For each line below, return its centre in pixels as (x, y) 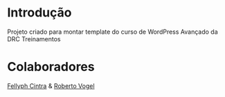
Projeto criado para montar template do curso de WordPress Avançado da (112, 32)
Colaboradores (51, 67)
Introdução (39, 13)
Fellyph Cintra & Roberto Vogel (51, 86)
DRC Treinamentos (34, 39)
